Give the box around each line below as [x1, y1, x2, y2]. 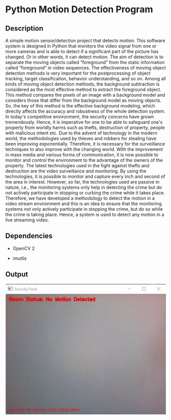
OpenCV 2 [12, 245, 35, 251]
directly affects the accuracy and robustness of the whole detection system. [5, 108, 166, 114]
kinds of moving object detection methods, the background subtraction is [5, 81, 160, 87]
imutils [12, 255, 27, 261]
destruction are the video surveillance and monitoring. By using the [5, 168, 146, 174]
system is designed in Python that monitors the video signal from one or [5, 43, 157, 49]
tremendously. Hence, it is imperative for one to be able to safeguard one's [5, 119, 163, 125]
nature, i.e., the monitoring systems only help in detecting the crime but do [5, 184, 162, 190]
